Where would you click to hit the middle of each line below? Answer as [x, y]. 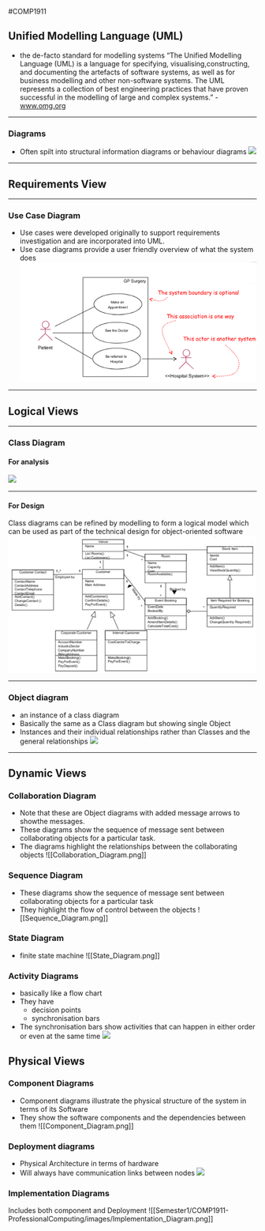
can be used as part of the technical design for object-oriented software [125, 532]
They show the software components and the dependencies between [132, 1117]
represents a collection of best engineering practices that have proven [134, 88]
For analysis [29, 461]
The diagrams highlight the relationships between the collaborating [129, 847]
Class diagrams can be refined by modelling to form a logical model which [129, 523]
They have [37, 1002]
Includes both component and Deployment [78, 1210]
